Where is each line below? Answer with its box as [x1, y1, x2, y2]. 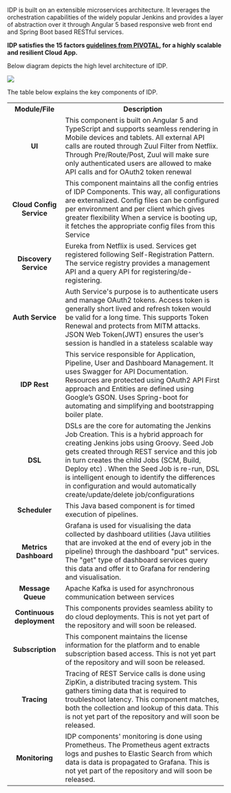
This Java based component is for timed [65, 501, 195, 510]
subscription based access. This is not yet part [65, 649, 216, 658]
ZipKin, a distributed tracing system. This [65, 677, 197, 687]
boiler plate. [65, 410, 104, 419]
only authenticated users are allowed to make [65, 158, 212, 168]
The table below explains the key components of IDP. [7, 88, 158, 96]
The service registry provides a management [65, 258, 210, 268]
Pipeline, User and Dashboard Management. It [65, 358, 214, 368]
